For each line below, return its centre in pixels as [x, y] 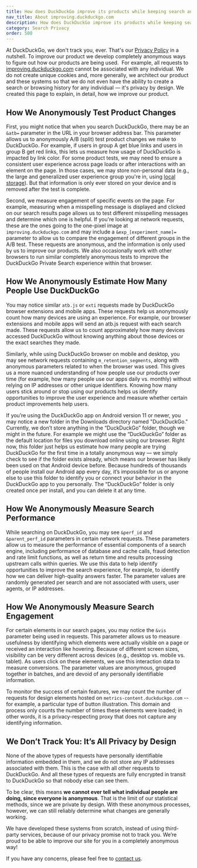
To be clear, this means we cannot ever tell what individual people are [92, 792]
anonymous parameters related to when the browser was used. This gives [96, 366]
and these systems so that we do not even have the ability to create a [90, 82]
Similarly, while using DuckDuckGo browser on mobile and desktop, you [93, 354]
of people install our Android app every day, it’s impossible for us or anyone [97, 471]
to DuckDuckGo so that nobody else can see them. [67, 781]
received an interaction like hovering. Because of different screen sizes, [93, 649]
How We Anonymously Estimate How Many [87, 282]
